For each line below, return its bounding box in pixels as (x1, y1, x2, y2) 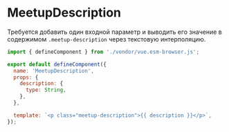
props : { (13, 74, 39, 81)
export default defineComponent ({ (7, 61, 107, 68)
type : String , (25, 86, 67, 94)
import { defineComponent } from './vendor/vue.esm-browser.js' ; (7, 48, 199, 55)
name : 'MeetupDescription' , (13, 67, 95, 74)
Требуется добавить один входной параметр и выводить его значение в (7, 28, 223, 36)
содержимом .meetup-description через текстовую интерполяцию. (7, 35, 206, 43)
